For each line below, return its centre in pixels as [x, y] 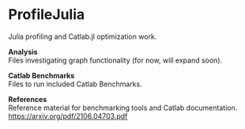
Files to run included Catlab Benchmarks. [75, 84]
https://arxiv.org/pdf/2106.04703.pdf [68, 116]
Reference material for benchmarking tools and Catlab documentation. [123, 108]
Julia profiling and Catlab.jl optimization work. [83, 36]
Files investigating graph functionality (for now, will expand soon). [115, 60]
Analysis [23, 51]
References [28, 99]
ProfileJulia [47, 15]
